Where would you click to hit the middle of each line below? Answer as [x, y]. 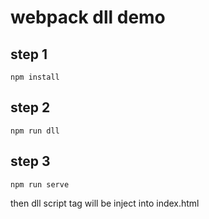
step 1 [29, 54]
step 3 [30, 161]
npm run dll [35, 131]
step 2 [30, 107]
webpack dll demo [88, 17]
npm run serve [40, 184]
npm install [35, 77]
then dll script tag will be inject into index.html [105, 203]
